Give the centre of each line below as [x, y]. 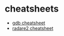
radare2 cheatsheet [33, 28]
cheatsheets [32, 9]
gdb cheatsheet [28, 23]
